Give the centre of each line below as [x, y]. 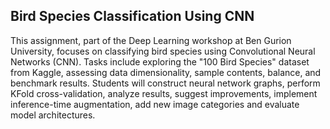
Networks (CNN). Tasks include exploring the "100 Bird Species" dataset [160, 61]
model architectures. [53, 115]
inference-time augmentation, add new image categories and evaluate [155, 104]
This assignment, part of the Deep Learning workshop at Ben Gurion [151, 40]
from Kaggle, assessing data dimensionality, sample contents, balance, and [166, 72]
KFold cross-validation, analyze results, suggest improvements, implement [164, 93]
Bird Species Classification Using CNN [132, 16]
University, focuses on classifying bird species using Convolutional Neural [163, 51]
